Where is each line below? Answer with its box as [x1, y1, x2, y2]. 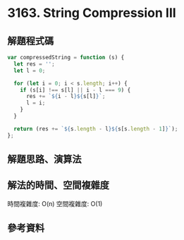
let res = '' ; [13, 60, 55, 68]
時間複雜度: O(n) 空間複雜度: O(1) [7, 199, 103, 208]
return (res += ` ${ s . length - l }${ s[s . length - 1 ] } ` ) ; [13, 125, 178, 132]
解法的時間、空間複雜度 [7, 179, 109, 191]
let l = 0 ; [13, 67, 46, 74]
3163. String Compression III [7, 5, 176, 21]
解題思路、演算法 [7, 153, 82, 165]
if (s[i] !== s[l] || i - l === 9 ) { [20, 86, 131, 93]
